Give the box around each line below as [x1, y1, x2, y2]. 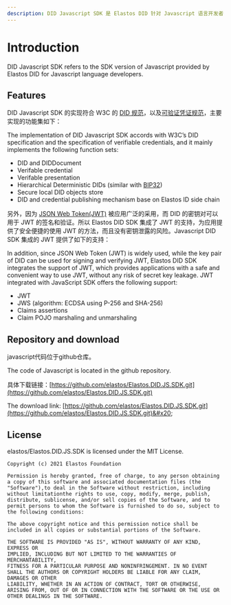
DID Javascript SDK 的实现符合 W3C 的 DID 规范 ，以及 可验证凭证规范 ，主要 [7, 109, 222, 117]
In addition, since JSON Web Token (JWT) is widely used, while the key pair [7, 249, 222, 258]
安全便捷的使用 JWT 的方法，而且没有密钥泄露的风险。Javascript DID [19, 227, 217, 235]
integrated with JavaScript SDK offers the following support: [7, 278, 177, 287]
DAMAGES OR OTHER [7, 575, 57, 582]
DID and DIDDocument [16, 159, 82, 167]
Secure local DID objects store [16, 188, 104, 197]
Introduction [7, 39, 80, 55]
